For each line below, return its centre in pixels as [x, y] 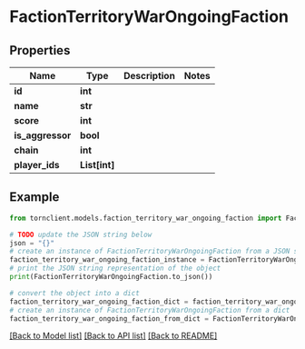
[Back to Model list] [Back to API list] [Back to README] [113, 336]
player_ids [37, 165]
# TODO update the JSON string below [81, 234]
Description [149, 76]
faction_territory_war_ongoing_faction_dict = [99, 302]
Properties [40, 50]
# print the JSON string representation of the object [115, 269]
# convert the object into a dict [75, 293]
